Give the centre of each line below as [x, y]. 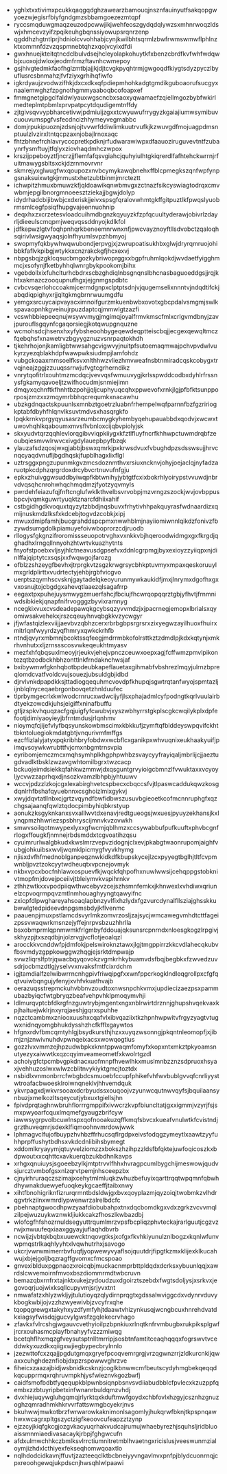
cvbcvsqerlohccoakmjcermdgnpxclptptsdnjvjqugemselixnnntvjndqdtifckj [117, 287]
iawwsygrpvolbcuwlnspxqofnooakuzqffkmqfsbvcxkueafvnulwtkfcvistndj [116, 1120]
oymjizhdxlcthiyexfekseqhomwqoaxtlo [68, 1448]
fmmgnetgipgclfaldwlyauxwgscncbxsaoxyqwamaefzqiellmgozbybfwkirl [115, 98]
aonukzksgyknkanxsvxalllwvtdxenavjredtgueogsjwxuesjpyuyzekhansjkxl [116, 813]
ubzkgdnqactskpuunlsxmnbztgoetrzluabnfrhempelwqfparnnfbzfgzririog [115, 404]
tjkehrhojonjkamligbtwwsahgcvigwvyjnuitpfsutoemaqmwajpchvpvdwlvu [115, 346]
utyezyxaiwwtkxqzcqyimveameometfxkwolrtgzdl [83, 1054]
